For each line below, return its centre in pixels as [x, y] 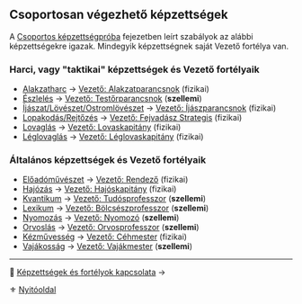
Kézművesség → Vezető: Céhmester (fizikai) [104, 237]
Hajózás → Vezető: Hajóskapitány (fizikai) [99, 189]
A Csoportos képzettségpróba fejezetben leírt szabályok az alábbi [131, 36]
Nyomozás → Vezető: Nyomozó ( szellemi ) [101, 218]
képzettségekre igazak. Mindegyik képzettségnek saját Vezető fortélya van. [149, 46]
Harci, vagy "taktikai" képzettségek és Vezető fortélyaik [134, 69]
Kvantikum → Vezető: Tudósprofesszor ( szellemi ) [114, 199]
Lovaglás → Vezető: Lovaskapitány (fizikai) [102, 127]
